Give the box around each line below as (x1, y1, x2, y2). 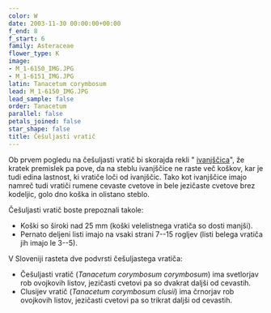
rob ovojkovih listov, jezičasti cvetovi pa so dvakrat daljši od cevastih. (19, 277, 252, 288)
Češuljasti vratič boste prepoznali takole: (8, 204, 144, 215)
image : (8, 58, 31, 66)
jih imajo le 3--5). (19, 238, 78, 247)
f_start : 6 (8, 34, 45, 43)
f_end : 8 (8, 27, 38, 35)
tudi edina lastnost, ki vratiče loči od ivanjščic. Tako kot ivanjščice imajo (8, 172, 248, 182)
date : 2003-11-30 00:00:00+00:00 (8, 19, 121, 28)
